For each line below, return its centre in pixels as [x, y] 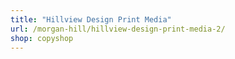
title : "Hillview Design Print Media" [91, 19]
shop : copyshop [42, 38]
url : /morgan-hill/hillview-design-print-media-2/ [118, 29]
